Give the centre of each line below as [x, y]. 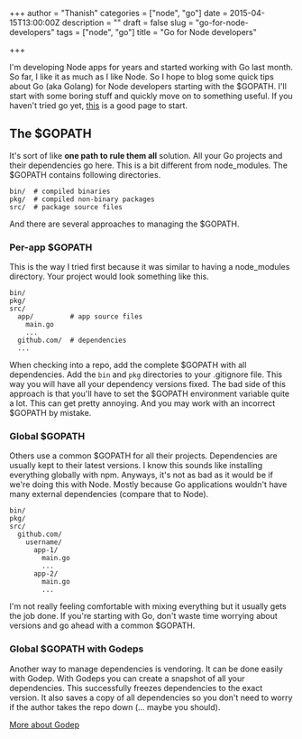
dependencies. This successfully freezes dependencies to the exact [136, 688]
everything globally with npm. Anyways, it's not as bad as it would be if [141, 475]
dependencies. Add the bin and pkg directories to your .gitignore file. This [146, 374]
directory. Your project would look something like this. [109, 277]
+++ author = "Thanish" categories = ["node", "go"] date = [119, 13]
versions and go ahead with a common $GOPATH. [102, 625]
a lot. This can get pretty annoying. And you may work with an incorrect [142, 403]
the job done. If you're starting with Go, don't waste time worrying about [143, 616]
